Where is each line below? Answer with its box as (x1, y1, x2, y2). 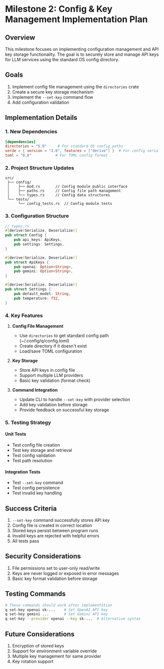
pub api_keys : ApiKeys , (14, 237, 62, 243)
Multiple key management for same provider (12, 653, 102, 659)
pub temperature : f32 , (14, 296, 60, 301)
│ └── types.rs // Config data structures (7, 193, 110, 198)
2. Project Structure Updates (5, 164, 74, 171)
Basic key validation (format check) (19, 378, 91, 383)
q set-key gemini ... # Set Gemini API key (5, 612, 108, 617)
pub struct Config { (5, 233, 47, 238)
